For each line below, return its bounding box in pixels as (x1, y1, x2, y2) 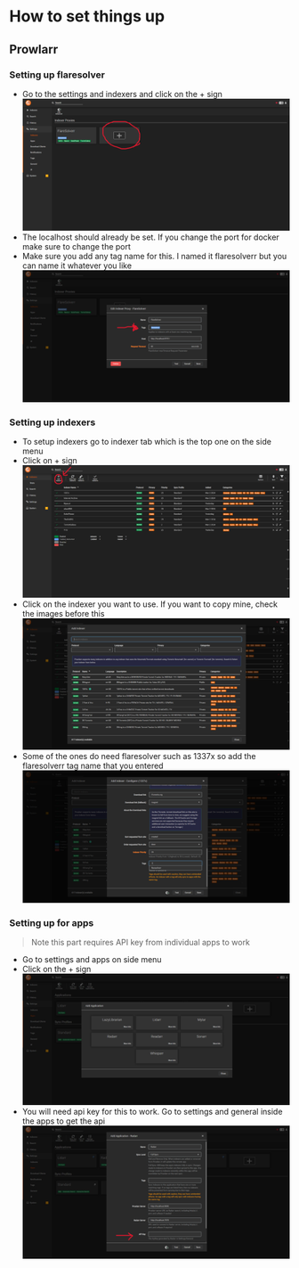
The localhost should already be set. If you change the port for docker (21, 232, 280, 242)
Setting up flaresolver (9, 69, 105, 81)
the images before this (21, 608, 105, 618)
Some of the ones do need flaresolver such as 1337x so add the (21, 750, 256, 761)
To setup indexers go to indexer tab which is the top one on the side (21, 437, 271, 447)
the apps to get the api (21, 1116, 105, 1126)
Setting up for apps (9, 916, 94, 929)
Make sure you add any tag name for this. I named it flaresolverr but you (21, 251, 287, 262)
